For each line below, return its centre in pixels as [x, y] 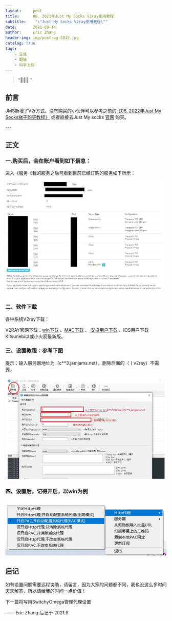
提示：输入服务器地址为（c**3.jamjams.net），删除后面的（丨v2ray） [78, 363]
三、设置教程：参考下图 [34, 351]
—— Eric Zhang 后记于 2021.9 [37, 612]
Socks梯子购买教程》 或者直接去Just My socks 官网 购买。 [67, 117]
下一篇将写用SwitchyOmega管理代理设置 [48, 602]
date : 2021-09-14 [31, 27]
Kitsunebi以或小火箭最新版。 [35, 336]
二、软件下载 [21, 307]
